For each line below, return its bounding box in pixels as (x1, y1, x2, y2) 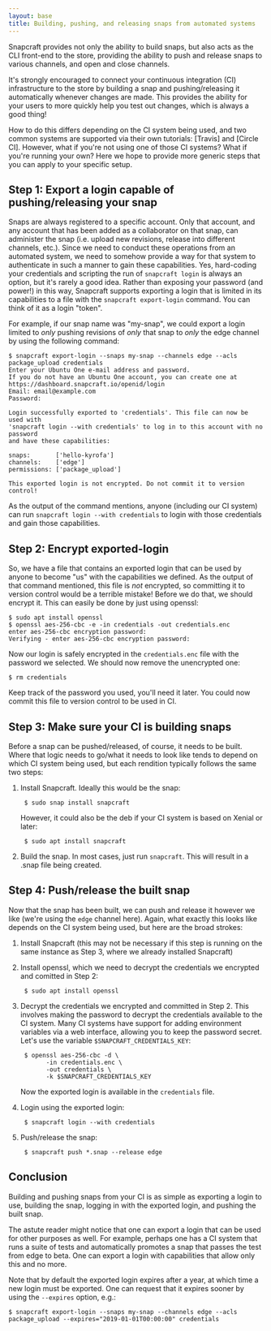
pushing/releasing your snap (8, 196, 158, 209)
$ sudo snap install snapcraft (24, 799, 130, 807)
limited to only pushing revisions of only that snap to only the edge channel (8, 328, 260, 338)
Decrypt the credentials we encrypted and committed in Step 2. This (19, 1001, 249, 1010)
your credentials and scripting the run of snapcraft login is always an (8, 269, 243, 278)
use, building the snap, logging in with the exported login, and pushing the (8, 1200, 256, 1210)
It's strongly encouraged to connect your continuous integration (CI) (8, 75, 237, 84)
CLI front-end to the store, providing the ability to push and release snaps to (8, 50, 262, 60)
